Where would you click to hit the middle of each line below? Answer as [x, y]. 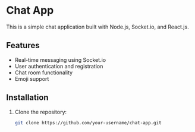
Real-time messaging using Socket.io [60, 59]
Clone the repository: [41, 112]
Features [23, 45]
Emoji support [32, 78]
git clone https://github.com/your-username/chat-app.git [88, 122]
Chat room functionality [44, 73]
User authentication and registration [59, 66]
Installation [27, 98]
